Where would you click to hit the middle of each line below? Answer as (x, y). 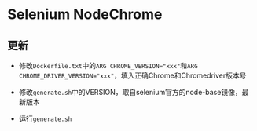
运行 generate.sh (45, 118)
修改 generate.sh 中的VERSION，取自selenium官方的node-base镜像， (130, 92)
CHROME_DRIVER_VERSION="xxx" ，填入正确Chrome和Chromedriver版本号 (132, 75)
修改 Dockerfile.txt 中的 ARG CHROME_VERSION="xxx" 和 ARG (108, 65)
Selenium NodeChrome (85, 15)
